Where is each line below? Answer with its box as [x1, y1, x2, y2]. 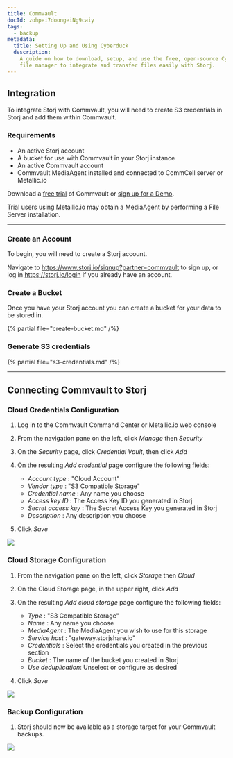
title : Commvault [7, 10, 58, 17]
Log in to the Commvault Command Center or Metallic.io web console [17, 421, 216, 429]
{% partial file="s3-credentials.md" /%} [7, 357, 121, 366]
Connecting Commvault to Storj [7, 385, 147, 396]
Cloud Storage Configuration [7, 555, 106, 565]
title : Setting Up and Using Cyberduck [13, 42, 129, 49]
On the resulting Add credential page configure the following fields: [17, 461, 210, 469]
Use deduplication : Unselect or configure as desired [27, 663, 178, 671]
